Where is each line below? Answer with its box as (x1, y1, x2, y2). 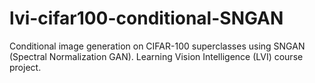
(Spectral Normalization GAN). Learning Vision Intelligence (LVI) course (9, 50, 304, 62)
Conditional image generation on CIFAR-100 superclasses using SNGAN (9, 40, 306, 52)
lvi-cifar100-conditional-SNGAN (9, 7, 284, 30)
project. (9, 61, 42, 73)
